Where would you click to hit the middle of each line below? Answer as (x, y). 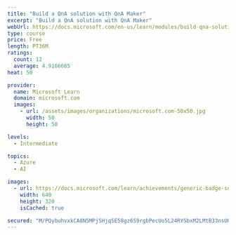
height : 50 (42, 124)
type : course (26, 33)
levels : (19, 137)
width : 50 (40, 118)
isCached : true (42, 208)
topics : (19, 156)
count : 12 (28, 60)
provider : (22, 85)
